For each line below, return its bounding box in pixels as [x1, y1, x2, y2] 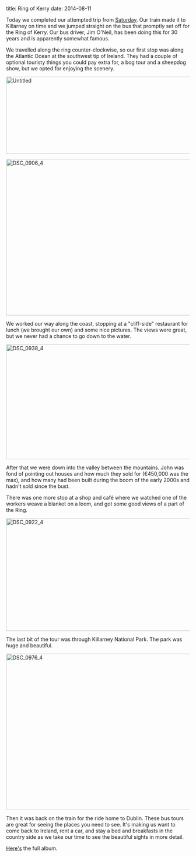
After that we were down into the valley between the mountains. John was [6, 464, 184, 471]
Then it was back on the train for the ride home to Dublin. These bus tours [6, 815, 184, 822]
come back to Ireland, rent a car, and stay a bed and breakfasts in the [6, 827, 173, 834]
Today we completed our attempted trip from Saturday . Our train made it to [6, 16, 186, 23]
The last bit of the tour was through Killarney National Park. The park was [6, 636, 183, 643]
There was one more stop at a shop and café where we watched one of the [6, 494, 187, 501]
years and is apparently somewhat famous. [6, 35, 110, 42]
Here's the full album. [6, 845, 58, 852]
